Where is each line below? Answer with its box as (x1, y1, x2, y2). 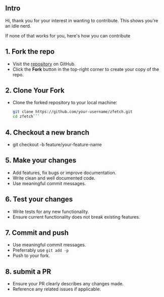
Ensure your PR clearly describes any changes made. (12, 281, 124, 287)
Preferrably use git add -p (12, 247, 69, 253)
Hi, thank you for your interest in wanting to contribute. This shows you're (5, 17, 158, 23)
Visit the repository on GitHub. (12, 61, 76, 67)
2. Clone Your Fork (5, 86, 65, 95)
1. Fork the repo (5, 48, 54, 56)
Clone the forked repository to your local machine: (12, 100, 118, 106)
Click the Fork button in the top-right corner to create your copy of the (12, 66, 159, 72)
